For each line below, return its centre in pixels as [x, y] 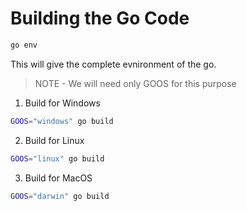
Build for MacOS [58, 178]
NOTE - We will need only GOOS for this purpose [135, 83]
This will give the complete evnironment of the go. [113, 64]
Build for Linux [54, 140]
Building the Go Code [100, 18]
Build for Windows [62, 103]
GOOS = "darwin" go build [60, 196]
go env [24, 45]
